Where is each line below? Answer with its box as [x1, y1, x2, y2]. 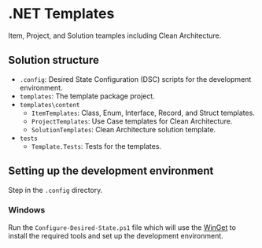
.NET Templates [8, 5, 115, 23]
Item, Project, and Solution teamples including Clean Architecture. [8, 31, 222, 40]
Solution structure [8, 54, 100, 67]
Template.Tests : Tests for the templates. [31, 141, 162, 150]
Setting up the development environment [8, 165, 214, 178]
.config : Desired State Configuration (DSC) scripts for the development [19, 74, 252, 83]
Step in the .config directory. [8, 185, 103, 194]
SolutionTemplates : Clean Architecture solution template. [31, 124, 216, 134]
